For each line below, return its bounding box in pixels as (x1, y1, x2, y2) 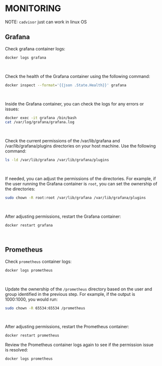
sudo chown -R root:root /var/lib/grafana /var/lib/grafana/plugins (5, 196, 146, 200)
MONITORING (5, 3, 61, 14)
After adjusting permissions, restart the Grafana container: (5, 213, 121, 219)
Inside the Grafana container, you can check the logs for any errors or (5, 101, 144, 107)
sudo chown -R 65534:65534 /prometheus (5, 305, 86, 310)
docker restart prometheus (5, 333, 59, 338)
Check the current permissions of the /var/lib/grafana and (5, 138, 120, 144)
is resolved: (5, 347, 28, 353)
